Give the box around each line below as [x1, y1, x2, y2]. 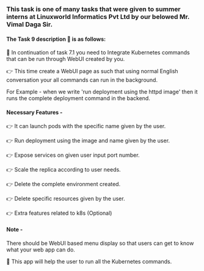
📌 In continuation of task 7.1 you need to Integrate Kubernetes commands [6, 49, 191, 56]
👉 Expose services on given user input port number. [6, 151, 140, 159]
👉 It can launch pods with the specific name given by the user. [6, 123, 166, 130]
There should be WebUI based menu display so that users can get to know [6, 239, 194, 247]
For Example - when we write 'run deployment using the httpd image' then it [6, 88, 198, 96]
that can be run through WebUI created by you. [6, 56, 125, 63]
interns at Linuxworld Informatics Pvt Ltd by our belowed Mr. [6, 12, 190, 21]
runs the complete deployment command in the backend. [6, 95, 151, 102]
